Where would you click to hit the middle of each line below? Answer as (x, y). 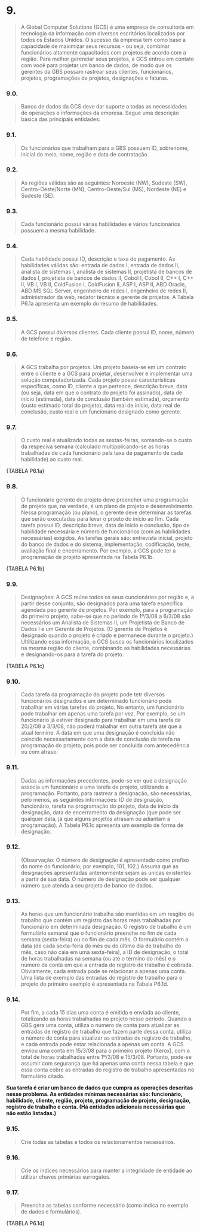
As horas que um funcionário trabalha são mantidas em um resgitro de (107, 914)
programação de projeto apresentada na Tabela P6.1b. (87, 557)
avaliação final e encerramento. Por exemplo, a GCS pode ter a (98, 550)
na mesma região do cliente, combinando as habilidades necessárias (106, 648)
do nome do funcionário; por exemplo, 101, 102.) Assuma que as (100, 866)
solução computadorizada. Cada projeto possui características (98, 380)
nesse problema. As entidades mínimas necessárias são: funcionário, (95, 1094)
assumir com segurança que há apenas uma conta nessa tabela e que (107, 1064)
